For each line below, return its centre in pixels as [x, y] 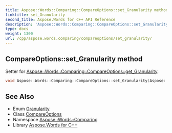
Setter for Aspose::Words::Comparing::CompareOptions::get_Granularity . [82, 71]
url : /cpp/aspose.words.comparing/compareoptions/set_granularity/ [79, 39]
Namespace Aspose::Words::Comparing [55, 120]
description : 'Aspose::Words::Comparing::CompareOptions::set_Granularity [87, 24]
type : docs [17, 29]
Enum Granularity [31, 109]
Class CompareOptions [37, 114]
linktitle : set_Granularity [35, 15]
